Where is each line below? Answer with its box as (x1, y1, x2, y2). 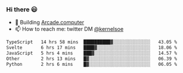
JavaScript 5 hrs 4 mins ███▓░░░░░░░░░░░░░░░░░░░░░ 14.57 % (6, 50, 178, 56)
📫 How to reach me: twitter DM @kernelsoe (14, 26, 124, 33)
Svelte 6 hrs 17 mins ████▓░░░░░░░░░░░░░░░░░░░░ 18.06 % (6, 45, 178, 51)
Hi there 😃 (6, 5, 38, 14)
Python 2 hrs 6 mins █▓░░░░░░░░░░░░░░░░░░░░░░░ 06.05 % (6, 61, 178, 67)
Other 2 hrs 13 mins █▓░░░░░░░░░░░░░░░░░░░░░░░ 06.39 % (6, 56, 178, 62)
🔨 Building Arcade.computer (14, 19, 85, 26)
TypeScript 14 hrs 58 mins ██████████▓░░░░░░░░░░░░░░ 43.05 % (6, 39, 178, 45)
